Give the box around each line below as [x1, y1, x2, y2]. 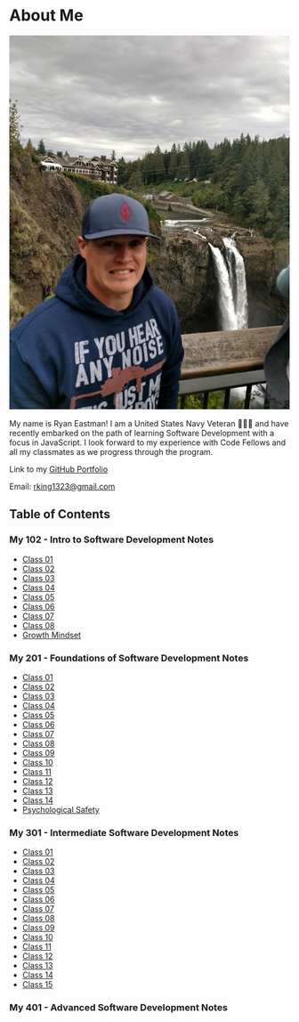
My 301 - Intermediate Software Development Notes [9, 826, 239, 839]
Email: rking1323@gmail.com [9, 481, 116, 491]
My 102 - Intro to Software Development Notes [9, 533, 214, 546]
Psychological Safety [21, 804, 100, 815]
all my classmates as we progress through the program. [9, 446, 214, 457]
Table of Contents [9, 507, 111, 522]
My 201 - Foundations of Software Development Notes [9, 652, 249, 664]
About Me [9, 5, 84, 26]
